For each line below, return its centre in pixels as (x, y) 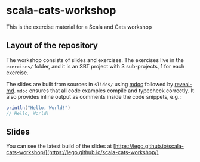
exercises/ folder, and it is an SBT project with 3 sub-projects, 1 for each (96, 66)
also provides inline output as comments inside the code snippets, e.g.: (93, 96)
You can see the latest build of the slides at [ (61, 146)
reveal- (183, 84)
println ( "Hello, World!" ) (38, 108)
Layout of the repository (52, 46)
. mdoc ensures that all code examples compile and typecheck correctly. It (104, 91)
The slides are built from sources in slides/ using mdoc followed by (90, 84)
